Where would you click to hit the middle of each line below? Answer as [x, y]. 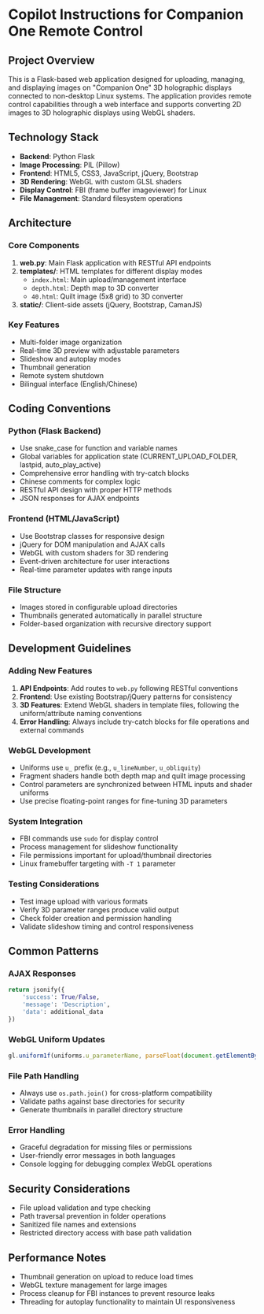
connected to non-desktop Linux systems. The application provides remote [130, 96]
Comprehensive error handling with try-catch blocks [104, 473]
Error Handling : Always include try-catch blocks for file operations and [134, 722]
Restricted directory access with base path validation [106, 1233]
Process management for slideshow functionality [99, 847]
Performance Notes [57, 1258]
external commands [52, 729]
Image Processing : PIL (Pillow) [70, 165]
